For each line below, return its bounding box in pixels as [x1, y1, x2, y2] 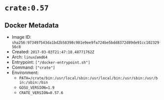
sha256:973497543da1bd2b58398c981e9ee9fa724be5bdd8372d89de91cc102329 [11, 40, 160, 45]
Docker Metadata [4, 21, 59, 29]
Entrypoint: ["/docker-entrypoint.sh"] [11, 59, 90, 65]
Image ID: [11, 34, 31, 40]
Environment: [11, 70, 39, 75]
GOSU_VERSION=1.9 [19, 85, 55, 90]
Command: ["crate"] [11, 65, 55, 70]
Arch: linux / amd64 [11, 54, 48, 60]
